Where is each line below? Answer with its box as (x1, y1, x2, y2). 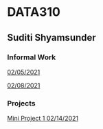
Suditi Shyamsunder (7, 32, 96, 43)
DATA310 (7, 4, 60, 20)
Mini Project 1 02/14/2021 (7, 115, 79, 123)
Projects (7, 98, 36, 108)
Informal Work (7, 52, 56, 62)
